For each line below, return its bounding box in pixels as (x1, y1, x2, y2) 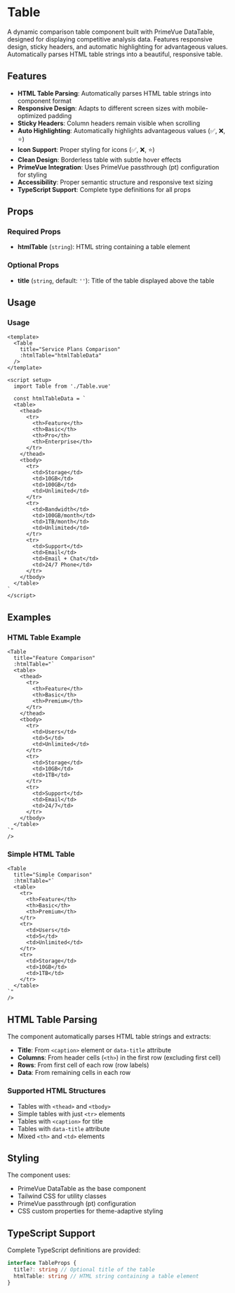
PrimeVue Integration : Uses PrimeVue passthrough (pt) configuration (17, 163, 220, 171)
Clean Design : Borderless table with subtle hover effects (17, 155, 182, 164)
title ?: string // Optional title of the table (13, 1266, 156, 1273)
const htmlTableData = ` (13, 395, 86, 402)
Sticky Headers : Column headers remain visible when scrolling (17, 119, 201, 127)
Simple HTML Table (7, 849, 75, 859)
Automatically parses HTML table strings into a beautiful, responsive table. (7, 50, 223, 58)
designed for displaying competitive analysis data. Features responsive (7, 34, 213, 43)
